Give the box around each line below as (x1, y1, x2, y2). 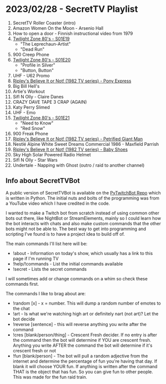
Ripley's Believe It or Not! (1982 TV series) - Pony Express (12, 78, 132, 84)
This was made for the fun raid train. (12, 374, 87, 380)
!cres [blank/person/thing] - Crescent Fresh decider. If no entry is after (12, 331, 158, 338)
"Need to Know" (20, 120, 54, 126)
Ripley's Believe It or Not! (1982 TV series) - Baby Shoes (12, 146, 128, 152)
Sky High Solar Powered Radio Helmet (12, 151, 91, 157)
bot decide (12, 316, 35, 322)
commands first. (5, 281, 39, 287)
